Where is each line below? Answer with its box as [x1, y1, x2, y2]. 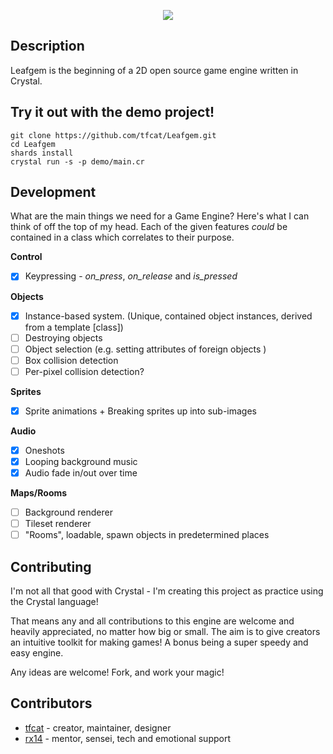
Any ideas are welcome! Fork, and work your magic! [10, 666, 225, 679]
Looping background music [24, 455, 138, 467]
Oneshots [24, 444, 65, 456]
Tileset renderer [24, 518, 92, 530]
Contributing [10, 558, 92, 575]
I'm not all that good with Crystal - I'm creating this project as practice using [10, 585, 324, 597]
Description [10, 38, 85, 55]
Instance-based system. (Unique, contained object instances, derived [24, 310, 313, 322]
